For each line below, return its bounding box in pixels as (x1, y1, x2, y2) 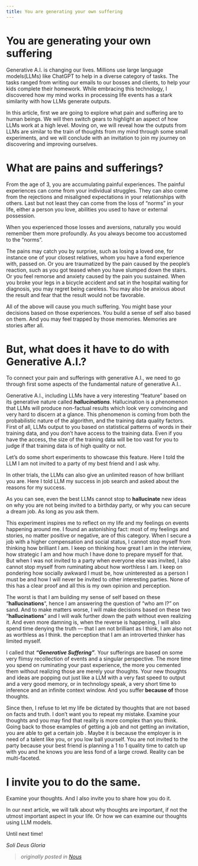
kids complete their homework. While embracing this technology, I (6, 85, 167, 92)
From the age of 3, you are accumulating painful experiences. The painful (6, 181, 185, 188)
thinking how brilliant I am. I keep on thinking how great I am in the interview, (6, 545, 192, 552)
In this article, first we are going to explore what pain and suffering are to (6, 109, 183, 116)
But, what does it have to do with (6, 342, 170, 356)
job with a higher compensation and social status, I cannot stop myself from (6, 538, 191, 545)
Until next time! (6, 831, 43, 838)
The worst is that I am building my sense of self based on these (6, 594, 161, 601)
